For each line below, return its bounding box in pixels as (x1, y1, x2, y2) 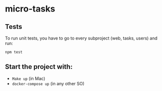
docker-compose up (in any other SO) (12, 80, 85, 86)
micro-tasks (5, 3, 55, 14)
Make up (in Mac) (12, 76, 46, 81)
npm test (5, 50, 23, 54)
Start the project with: (5, 63, 73, 71)
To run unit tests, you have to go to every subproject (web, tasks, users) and (5, 35, 158, 41)
